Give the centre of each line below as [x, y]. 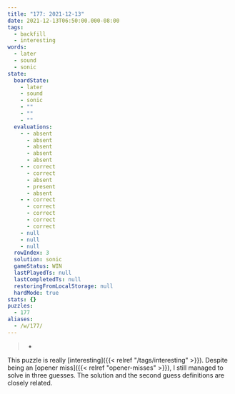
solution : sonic [38, 260]
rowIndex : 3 [32, 253]
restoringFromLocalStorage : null [64, 286]
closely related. [30, 383]
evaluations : [33, 127]
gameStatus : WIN [38, 266]
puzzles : [20, 306]
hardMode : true [36, 293]
